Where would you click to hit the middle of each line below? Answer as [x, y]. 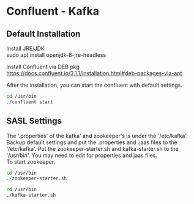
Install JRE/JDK [25, 48]
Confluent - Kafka [53, 11]
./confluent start [30, 102]
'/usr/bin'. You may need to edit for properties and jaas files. [82, 155]
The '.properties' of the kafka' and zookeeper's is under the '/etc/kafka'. [97, 136]
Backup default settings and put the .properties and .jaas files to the [92, 142]
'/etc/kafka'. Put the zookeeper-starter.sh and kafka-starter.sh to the [92, 148]
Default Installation [43, 34]
